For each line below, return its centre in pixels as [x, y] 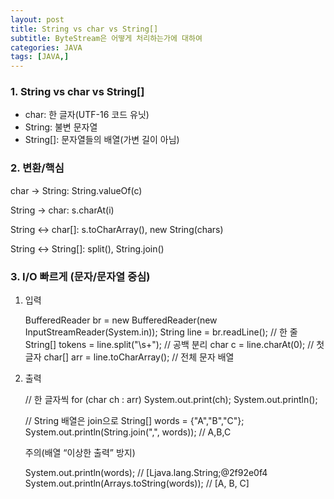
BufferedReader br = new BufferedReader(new [121, 320]
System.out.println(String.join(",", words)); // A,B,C [128, 432]
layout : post [37, 19]
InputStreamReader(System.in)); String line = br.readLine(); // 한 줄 [161, 332]
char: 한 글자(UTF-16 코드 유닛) [87, 115]
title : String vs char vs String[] [84, 29]
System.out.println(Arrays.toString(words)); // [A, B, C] [137, 483]
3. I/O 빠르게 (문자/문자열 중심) [80, 276]
